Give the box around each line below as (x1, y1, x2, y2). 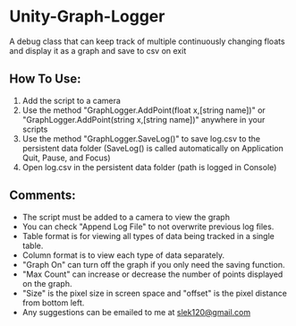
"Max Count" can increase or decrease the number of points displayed (21, 269, 283, 279)
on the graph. (21, 278, 72, 288)
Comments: (9, 188, 76, 203)
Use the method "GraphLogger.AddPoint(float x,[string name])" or (21, 105, 266, 116)
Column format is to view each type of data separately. (21, 249, 225, 261)
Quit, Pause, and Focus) (21, 152, 111, 163)
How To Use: (9, 72, 81, 87)
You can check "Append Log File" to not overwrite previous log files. (21, 221, 275, 232)
